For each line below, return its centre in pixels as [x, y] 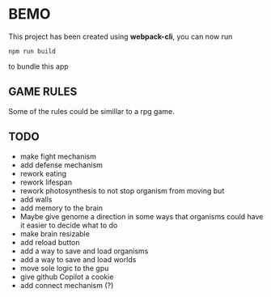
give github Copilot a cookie [67, 277]
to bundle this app [38, 66]
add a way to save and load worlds [78, 259]
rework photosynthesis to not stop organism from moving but [122, 190]
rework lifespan [46, 182]
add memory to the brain [61, 208]
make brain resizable [55, 233]
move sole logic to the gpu [64, 268]
